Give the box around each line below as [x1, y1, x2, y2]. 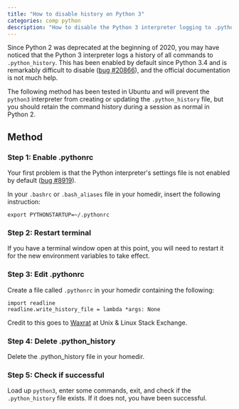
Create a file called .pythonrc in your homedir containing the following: [7, 286, 215, 294]
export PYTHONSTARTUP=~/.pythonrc [7, 211, 110, 218]
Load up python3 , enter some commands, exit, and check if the [7, 386, 191, 395]
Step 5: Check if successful [7, 370, 105, 380]
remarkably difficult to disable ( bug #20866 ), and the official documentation [7, 66, 230, 75]
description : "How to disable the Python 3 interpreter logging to [7, 24, 212, 31]
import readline [7, 299, 55, 307]
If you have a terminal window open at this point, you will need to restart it [7, 244, 224, 253]
